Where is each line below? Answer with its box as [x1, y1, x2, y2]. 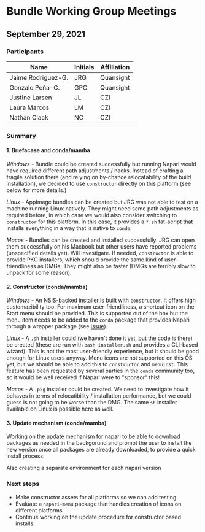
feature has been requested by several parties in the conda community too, [6, 367, 195, 375]
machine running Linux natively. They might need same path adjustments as [6, 205, 199, 212]
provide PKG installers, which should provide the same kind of [6, 256, 164, 263]
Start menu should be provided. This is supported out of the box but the [6, 310, 188, 317]
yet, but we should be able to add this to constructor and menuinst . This [6, 361, 188, 368]
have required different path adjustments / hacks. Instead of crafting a [6, 167, 184, 174]
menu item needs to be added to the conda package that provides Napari [6, 316, 190, 323]
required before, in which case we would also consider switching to [6, 212, 177, 218]
